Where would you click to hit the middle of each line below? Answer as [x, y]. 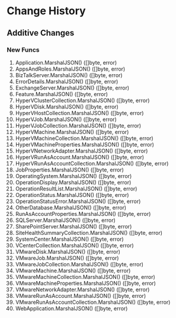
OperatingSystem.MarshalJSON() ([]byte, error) [73, 176]
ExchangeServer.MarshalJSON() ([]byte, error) [72, 88]
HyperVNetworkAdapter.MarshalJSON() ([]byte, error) [81, 151]
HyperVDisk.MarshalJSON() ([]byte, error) [67, 106]
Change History [46, 11]
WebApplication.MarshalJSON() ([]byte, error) [71, 308]
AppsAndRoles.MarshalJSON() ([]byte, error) [70, 69]
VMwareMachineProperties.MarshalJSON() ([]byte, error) [86, 283]
